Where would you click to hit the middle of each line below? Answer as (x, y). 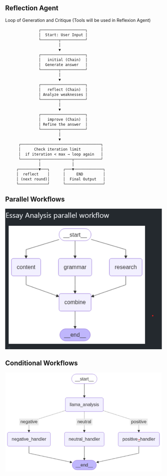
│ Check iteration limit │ (61, 149)
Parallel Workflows (35, 199)
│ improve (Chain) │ (63, 119)
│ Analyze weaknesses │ (63, 95)
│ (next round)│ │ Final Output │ (61, 179)
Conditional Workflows (42, 363)
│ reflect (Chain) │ (63, 90)
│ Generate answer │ (63, 65)
